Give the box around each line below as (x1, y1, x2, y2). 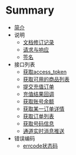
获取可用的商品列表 (22, 75, 70, 83)
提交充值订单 (22, 83, 54, 90)
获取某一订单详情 (22, 105, 65, 112)
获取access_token (22, 68, 67, 75)
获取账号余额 (22, 98, 54, 105)
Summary (5, 4, 54, 17)
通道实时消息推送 (22, 127, 65, 134)
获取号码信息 (22, 120, 54, 127)
